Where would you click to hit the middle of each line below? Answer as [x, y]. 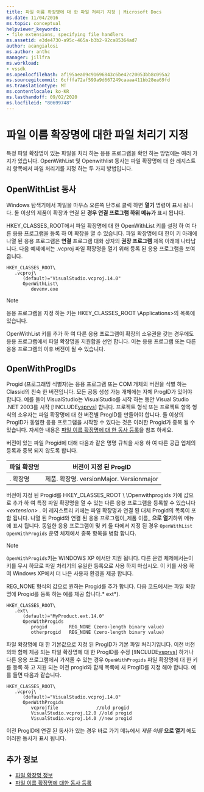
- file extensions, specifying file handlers [65, 35]
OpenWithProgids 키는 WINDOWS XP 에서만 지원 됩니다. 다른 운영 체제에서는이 [100, 558]
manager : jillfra [28, 57]
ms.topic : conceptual [34, 23]
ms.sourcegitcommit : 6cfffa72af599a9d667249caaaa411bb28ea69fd [88, 80]
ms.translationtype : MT [37, 86]
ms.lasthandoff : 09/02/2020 [42, 97]
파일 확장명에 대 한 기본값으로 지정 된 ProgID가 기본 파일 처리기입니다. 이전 [95, 644]
